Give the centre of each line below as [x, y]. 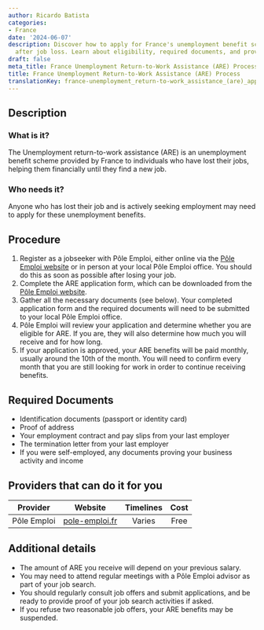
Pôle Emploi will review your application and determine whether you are [135, 325]
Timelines [143, 507]
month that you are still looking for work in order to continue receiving [132, 367]
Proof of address [47, 427]
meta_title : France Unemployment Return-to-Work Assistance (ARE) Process [133, 67]
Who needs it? [36, 189]
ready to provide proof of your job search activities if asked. [116, 601]
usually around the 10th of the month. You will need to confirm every [130, 359]
